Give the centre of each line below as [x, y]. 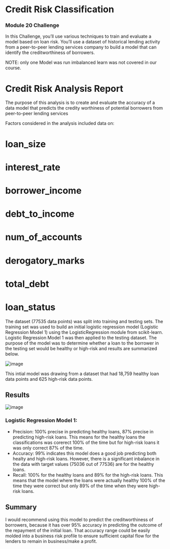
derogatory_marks [45, 260]
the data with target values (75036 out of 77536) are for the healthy [83, 464]
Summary [21, 507]
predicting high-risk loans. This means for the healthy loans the [79, 437]
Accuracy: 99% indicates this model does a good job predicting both [84, 453]
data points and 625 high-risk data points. [49, 379]
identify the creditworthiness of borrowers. [50, 53]
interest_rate [33, 167]
